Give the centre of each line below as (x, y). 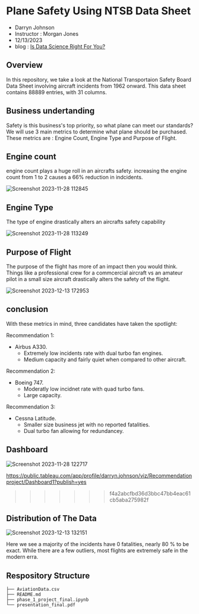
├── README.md (24, 595)
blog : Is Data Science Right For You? (60, 46)
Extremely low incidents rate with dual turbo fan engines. (93, 353)
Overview (25, 65)
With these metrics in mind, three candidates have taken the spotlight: (92, 323)
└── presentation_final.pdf (41, 605)
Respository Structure (48, 576)
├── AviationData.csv (33, 590)
